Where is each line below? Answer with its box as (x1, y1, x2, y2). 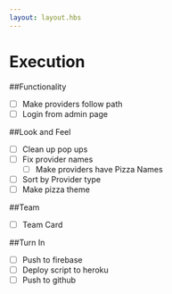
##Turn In (9, 238, 45, 248)
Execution (9, 51, 86, 71)
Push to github (21, 274, 77, 286)
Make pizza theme (21, 184, 91, 195)
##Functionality (9, 81, 67, 92)
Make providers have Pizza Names (35, 164, 163, 174)
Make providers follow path (21, 98, 123, 109)
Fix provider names (21, 154, 94, 164)
